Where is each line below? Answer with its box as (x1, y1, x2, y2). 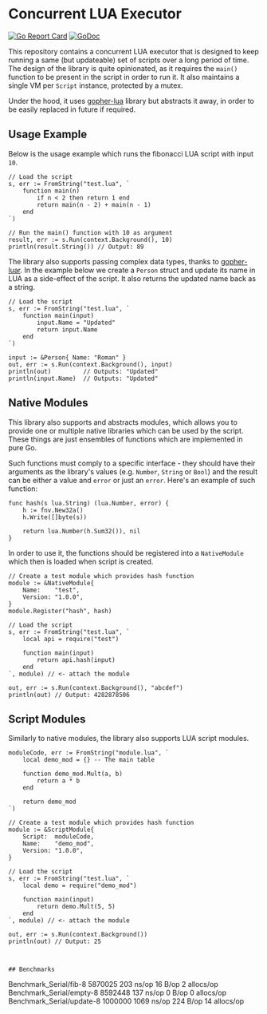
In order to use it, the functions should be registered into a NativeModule (8, 548, 245, 557)
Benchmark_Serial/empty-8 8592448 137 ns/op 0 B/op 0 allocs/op (8, 988, 227, 998)
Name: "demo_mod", (22, 840, 94, 848)
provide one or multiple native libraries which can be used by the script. (8, 426, 244, 435)
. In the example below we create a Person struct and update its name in (19, 265, 256, 275)
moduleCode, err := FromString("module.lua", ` (8, 749, 170, 757)
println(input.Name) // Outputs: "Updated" (8, 374, 159, 382)
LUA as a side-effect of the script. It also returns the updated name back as (8, 273, 257, 283)
